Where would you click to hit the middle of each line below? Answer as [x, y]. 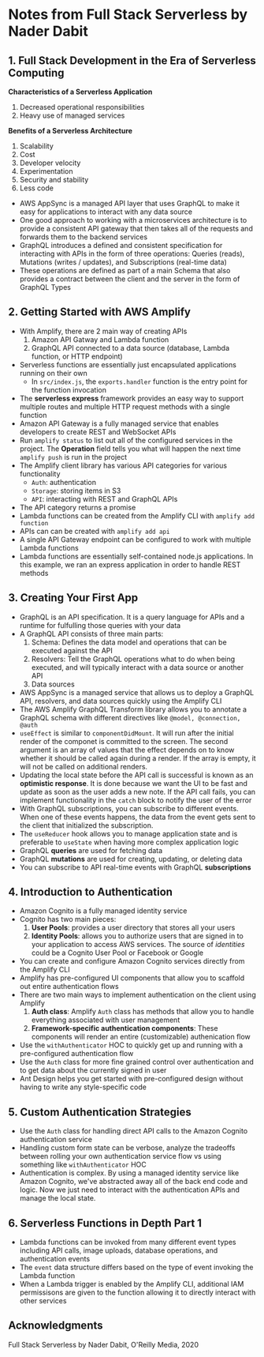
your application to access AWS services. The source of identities [138, 945]
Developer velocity [50, 163]
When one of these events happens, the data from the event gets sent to [138, 817]
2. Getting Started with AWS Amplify [100, 312]
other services [43, 1301]
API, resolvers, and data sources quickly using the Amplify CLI [121, 701]
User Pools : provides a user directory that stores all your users [133, 928]
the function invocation [69, 389]
